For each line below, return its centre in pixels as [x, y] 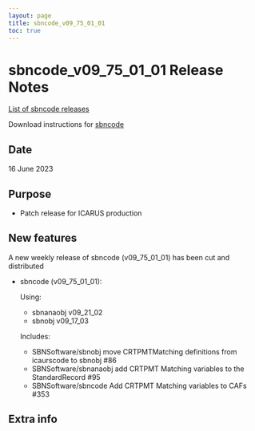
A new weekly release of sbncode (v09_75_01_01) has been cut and [119, 257]
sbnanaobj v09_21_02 [67, 312]
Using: [30, 297]
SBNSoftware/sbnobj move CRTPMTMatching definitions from [134, 351]
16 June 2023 [31, 169]
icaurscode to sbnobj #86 [74, 360]
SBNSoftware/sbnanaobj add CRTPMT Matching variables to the [138, 369]
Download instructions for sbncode [66, 125]
